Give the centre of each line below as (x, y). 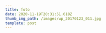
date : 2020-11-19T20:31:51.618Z (39, 14)
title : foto (17, 9)
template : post (21, 23)
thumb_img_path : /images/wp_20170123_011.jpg (53, 18)
